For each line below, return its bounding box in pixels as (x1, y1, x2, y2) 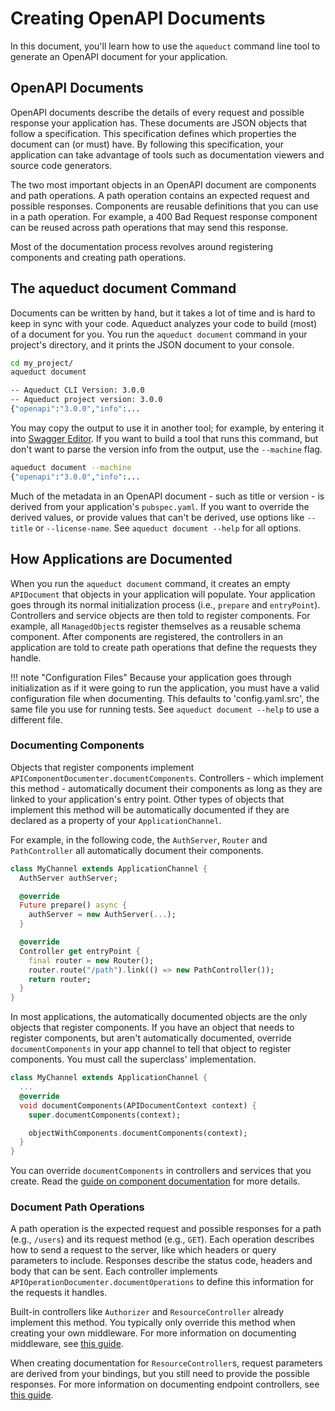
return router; (28, 974, 92, 984)
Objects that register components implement (10, 761, 195, 773)
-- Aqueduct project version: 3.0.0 (10, 395, 163, 405)
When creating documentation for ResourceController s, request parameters (10, 1357, 323, 1369)
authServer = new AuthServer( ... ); (28, 910, 177, 920)
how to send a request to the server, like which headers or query (10, 1244, 277, 1256)
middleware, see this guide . (10, 1338, 124, 1350)
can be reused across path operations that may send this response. (10, 221, 289, 233)
